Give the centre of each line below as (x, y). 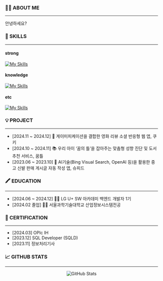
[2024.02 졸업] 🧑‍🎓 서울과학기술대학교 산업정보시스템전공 (66, 205)
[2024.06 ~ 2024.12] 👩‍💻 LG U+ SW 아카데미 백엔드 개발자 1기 (72, 198)
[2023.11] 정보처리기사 (33, 244)
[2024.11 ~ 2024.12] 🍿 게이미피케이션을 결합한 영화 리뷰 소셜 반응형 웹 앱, (82, 136)
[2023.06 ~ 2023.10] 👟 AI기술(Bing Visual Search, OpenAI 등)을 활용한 (81, 162)
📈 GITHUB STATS (26, 257)
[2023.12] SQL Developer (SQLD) (45, 238)
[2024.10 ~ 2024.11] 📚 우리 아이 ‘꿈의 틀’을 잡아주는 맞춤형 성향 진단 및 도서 (84, 148)
